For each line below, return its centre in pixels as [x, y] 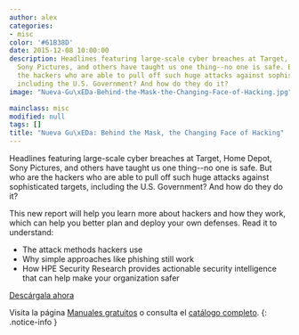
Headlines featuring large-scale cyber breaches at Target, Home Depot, [141, 158]
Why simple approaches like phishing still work [108, 259]
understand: [32, 232]
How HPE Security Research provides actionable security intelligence [149, 269]
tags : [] [25, 125]
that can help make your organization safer [101, 278]
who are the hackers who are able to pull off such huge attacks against [139, 177]
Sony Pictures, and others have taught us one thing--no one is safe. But [141, 167]
